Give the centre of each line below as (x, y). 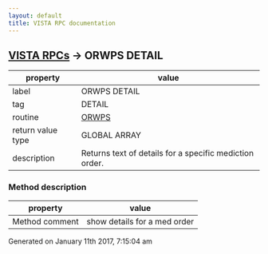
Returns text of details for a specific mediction (167, 153)
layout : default (35, 16)
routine (26, 117)
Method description (47, 187)
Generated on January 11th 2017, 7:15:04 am (81, 241)
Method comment (45, 221)
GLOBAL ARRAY (111, 135)
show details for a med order (140, 221)
